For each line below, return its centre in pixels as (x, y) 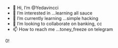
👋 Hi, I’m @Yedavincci (36, 8)
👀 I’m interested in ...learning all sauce (52, 13)
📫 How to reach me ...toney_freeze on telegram (63, 29)
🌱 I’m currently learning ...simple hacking (55, 18)
